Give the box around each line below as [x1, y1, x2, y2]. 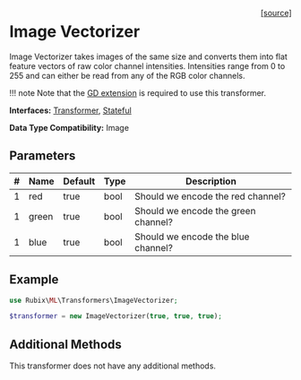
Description [185, 175, 237, 187]
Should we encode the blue [133, 230, 250, 243]
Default [63, 175, 96, 187]
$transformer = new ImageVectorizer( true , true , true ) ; [9, 312, 222, 321]
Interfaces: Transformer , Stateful [9, 105, 132, 116]
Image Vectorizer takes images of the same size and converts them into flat [9, 51, 288, 62]
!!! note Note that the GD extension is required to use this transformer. [9, 87, 267, 98]
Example [9, 272, 59, 288]
